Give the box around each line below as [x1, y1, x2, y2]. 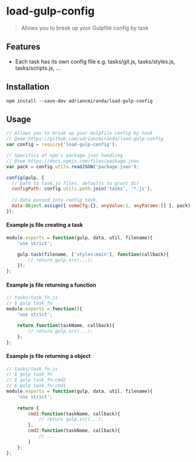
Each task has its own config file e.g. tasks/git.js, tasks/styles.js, [15, 57, 175, 65]
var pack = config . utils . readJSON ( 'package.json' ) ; [6, 163, 139, 170]
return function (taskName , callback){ [17, 322, 115, 328]
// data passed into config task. [11, 197, 99, 203]
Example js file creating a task [6, 221, 83, 229]
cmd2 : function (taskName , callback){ [28, 428, 120, 434]
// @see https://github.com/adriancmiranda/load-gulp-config [6, 136, 164, 142]
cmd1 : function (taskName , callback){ [28, 411, 120, 417]
